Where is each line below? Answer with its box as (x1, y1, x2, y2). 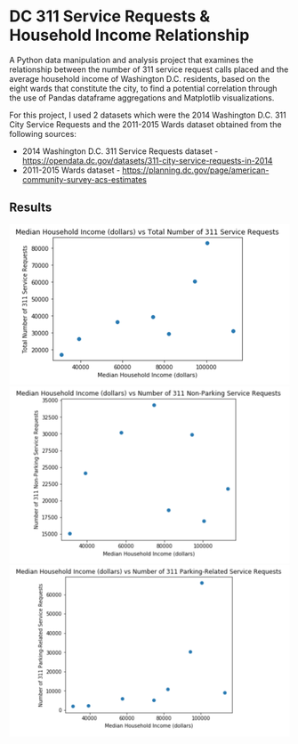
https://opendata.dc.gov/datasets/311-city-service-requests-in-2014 (21, 155, 273, 166)
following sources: (9, 128, 77, 139)
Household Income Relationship (9, 25, 250, 45)
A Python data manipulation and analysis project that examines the (9, 54, 254, 65)
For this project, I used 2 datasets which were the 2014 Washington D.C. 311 (9, 109, 286, 120)
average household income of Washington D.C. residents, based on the (9, 73, 270, 84)
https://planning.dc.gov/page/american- (122, 165, 270, 175)
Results (9, 200, 52, 215)
